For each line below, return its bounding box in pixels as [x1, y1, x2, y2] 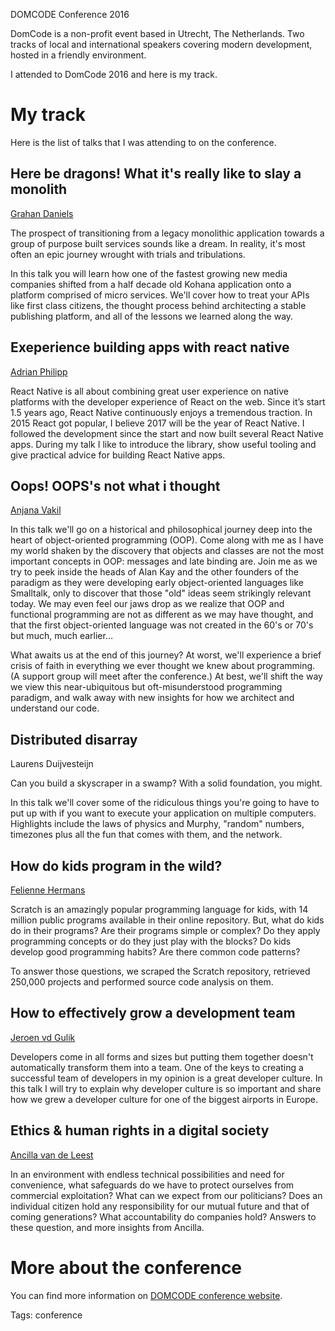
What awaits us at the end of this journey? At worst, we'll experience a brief [10, 649, 322, 661]
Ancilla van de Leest [10, 1149, 94, 1161]
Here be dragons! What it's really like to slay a [10, 165, 302, 183]
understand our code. [10, 702, 100, 714]
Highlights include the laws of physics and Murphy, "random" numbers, [10, 818, 305, 830]
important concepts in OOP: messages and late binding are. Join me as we [10, 555, 318, 568]
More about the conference [10, 1256, 243, 1279]
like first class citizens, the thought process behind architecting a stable [10, 299, 307, 311]
